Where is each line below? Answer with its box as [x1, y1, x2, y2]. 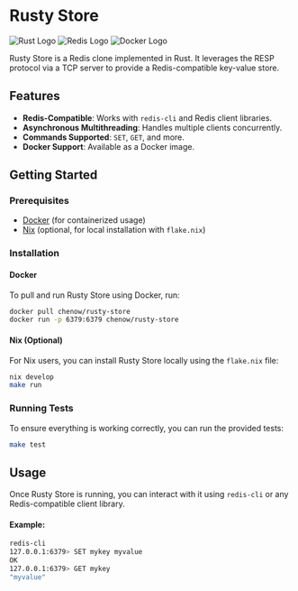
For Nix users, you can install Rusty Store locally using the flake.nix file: [9, 355, 279, 365]
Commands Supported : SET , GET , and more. [22, 132, 185, 143]
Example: [9, 519, 46, 530]
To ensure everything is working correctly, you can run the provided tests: [9, 422, 284, 433]
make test [9, 439, 47, 449]
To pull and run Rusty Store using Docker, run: [9, 290, 180, 300]
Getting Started [9, 168, 98, 183]
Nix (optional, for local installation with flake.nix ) [22, 225, 206, 235]
